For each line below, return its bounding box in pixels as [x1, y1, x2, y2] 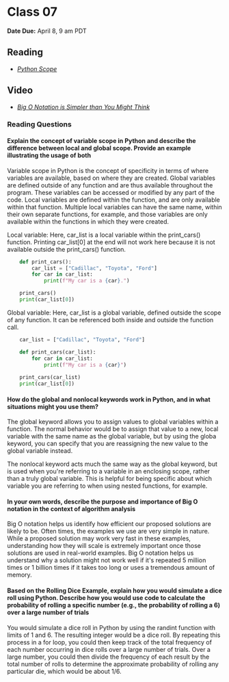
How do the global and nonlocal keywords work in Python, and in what [7, 395, 211, 404]
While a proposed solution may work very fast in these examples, [7, 534, 191, 542]
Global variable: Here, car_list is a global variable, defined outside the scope [7, 309, 221, 317]
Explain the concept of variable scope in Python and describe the [7, 137, 196, 145]
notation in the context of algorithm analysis [7, 504, 136, 513]
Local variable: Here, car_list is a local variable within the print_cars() [7, 231, 201, 239]
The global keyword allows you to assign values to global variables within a [7, 418, 219, 426]
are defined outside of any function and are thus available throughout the [7, 181, 213, 189]
